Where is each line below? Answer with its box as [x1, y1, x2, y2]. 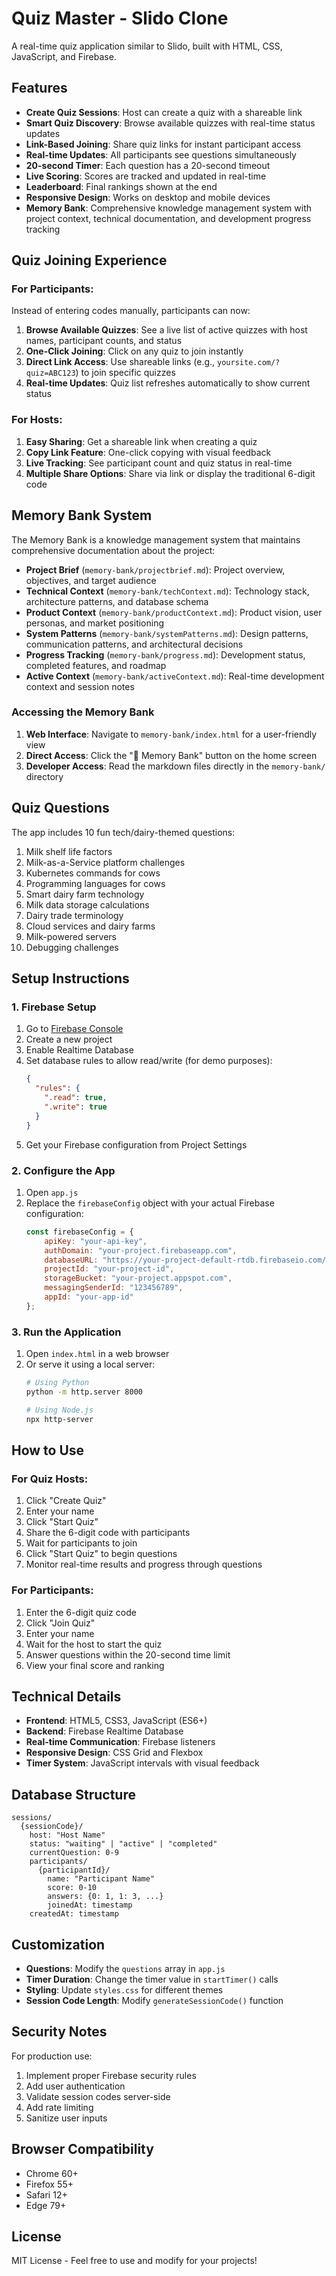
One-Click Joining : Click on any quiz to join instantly [25, 345, 244, 357]
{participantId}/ [37, 1865, 111, 1876]
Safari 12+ [25, 2188, 68, 2201]
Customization [11, 1936, 106, 1953]
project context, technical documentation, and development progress [25, 212, 312, 224]
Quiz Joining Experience [11, 252, 168, 269]
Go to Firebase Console [25, 1023, 124, 1035]
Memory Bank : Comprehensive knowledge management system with [25, 202, 312, 214]
